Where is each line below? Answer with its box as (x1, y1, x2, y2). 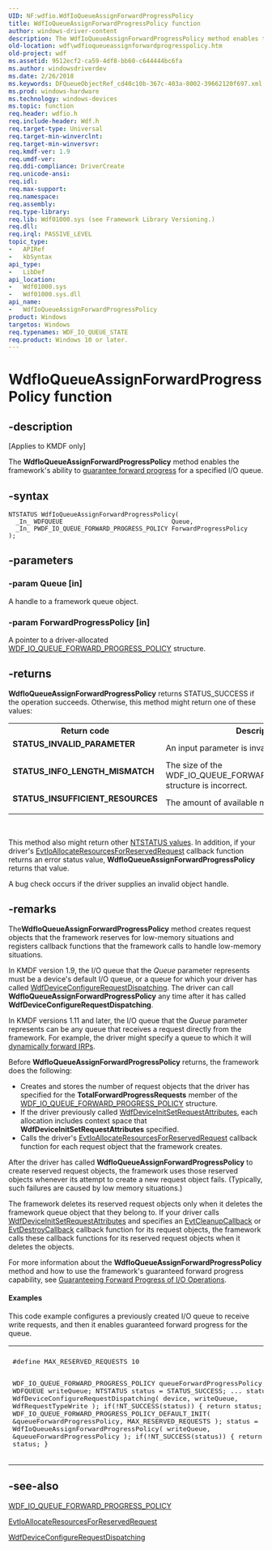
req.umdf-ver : (8, 155, 57, 163)
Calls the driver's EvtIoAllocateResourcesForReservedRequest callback (19, 1133, 257, 1143)
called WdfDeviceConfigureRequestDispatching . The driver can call (8, 982, 234, 992)
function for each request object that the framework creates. (19, 1141, 223, 1151)
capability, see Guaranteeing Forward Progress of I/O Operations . (8, 1275, 227, 1284)
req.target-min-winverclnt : (8, 132, 104, 140)
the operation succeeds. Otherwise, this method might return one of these (8, 697, 257, 707)
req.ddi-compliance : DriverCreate (8, 163, 125, 171)
